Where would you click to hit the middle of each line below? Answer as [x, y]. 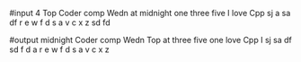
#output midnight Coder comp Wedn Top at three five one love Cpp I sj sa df [150, 40]
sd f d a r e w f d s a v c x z [59, 49]
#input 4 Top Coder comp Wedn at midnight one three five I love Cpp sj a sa [150, 13]
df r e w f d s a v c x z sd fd [60, 22]
